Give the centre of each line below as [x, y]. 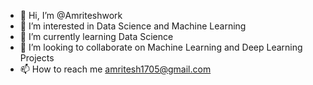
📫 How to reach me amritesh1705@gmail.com [115, 69]
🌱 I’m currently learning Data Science [96, 36]
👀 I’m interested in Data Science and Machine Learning [133, 26]
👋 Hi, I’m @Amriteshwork [71, 15]
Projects [37, 58]
